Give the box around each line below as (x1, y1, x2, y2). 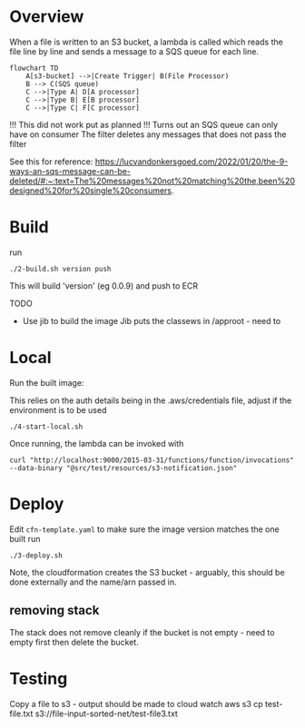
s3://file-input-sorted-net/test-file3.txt (34, 708, 179, 719)
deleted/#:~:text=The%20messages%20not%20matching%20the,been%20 (9, 175, 296, 186)
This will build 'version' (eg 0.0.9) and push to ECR (9, 280, 199, 291)
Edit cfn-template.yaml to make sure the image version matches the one (9, 524, 280, 535)
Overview (9, 6, 84, 27)
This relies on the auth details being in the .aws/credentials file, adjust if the (9, 395, 292, 406)
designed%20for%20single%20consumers (9, 184, 172, 196)
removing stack (9, 603, 100, 618)
